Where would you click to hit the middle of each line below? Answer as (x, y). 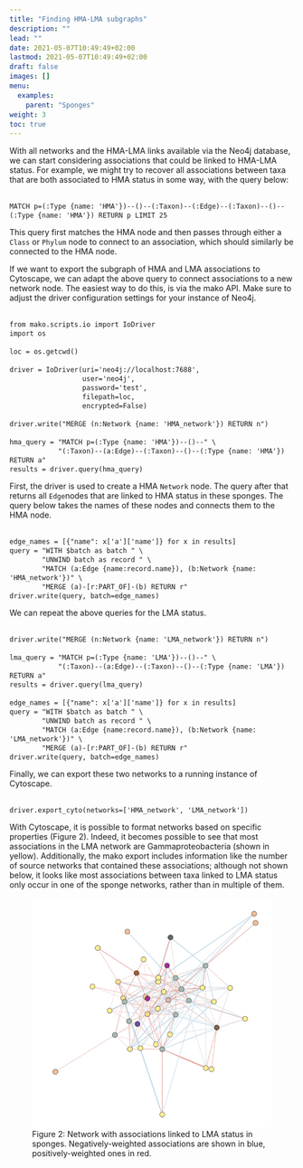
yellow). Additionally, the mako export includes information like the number (148, 856)
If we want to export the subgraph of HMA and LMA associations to (135, 269)
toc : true (28, 124)
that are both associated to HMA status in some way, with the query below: (149, 180)
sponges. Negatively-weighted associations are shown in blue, (149, 1144)
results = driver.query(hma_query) (76, 470)
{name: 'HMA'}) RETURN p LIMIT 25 (103, 216)
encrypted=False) (114, 406)
